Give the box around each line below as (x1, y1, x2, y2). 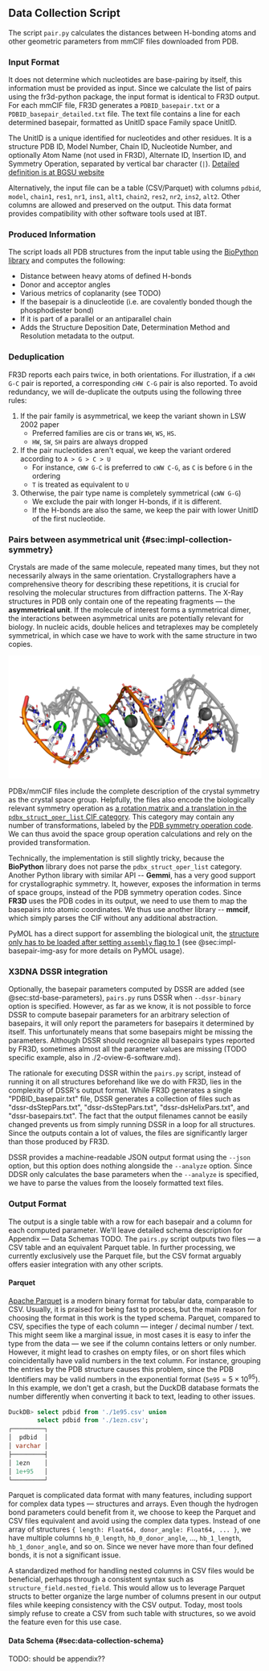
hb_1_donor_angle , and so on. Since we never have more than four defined (8, 1542, 255, 1552)
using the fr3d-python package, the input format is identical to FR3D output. (8, 92, 260, 102)
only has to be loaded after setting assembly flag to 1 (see (8, 938, 197, 947)
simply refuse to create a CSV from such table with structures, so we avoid (8, 1609, 256, 1619)
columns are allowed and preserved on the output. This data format (8, 201, 231, 210)
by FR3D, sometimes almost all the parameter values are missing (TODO (8, 1044, 247, 1054)
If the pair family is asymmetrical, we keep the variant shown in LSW (19, 411, 247, 421)
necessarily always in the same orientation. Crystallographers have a (8, 571, 237, 580)
